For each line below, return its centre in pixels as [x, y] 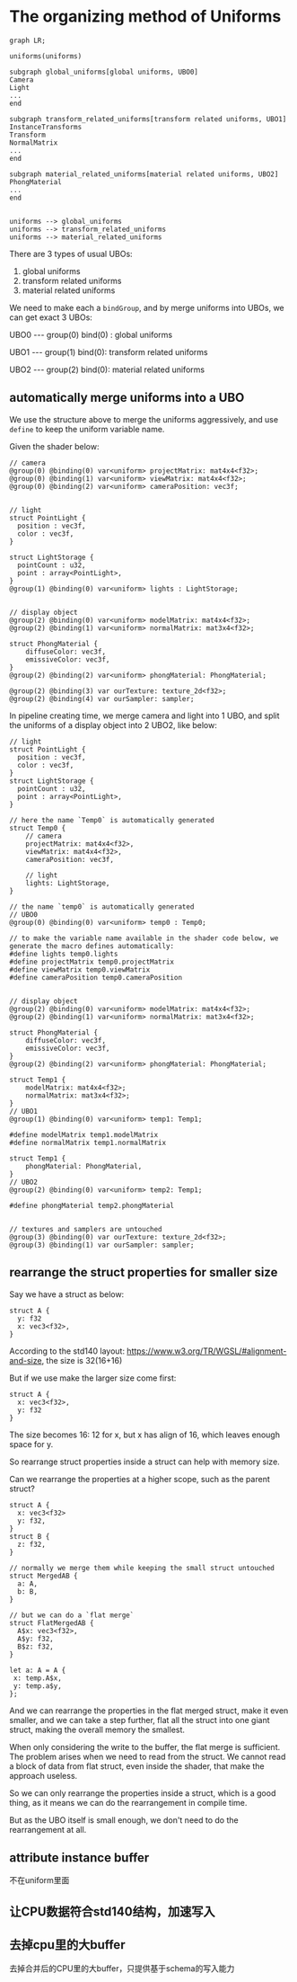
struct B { [30, 1536]
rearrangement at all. [48, 1829]
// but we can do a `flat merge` [72, 1615]
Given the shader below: [54, 446]
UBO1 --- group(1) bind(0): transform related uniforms [109, 351]
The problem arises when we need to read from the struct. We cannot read [148, 1756]
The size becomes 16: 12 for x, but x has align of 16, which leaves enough [145, 1435]
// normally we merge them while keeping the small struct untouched [142, 1568]
